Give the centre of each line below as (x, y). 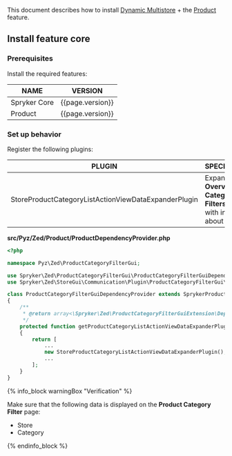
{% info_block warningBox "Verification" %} (70, 391)
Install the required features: (47, 73)
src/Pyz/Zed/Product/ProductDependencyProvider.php (89, 238)
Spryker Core (32, 102)
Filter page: (24, 412)
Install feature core (49, 39)
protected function (48, 326)
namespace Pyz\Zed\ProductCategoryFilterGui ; (74, 263)
